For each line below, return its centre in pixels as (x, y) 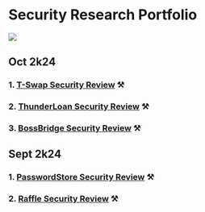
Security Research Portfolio (103, 15)
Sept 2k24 (35, 154)
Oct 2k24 (32, 62)
